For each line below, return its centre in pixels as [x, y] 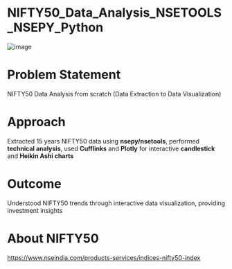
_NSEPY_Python [55, 27]
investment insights [35, 210]
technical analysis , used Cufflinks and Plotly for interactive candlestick [111, 148]
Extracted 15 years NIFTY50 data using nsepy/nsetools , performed [103, 141]
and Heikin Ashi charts [41, 156]
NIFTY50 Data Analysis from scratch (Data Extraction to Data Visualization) [114, 94]
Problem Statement [64, 75]
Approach [36, 122]
